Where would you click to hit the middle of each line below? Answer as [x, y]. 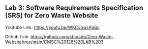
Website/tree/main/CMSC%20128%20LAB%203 [54, 42]
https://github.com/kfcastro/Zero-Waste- [72, 36]
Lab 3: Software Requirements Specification [74, 8]
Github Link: [17, 36]
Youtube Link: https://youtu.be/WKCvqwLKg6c [52, 27]
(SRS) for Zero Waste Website [52, 16]
